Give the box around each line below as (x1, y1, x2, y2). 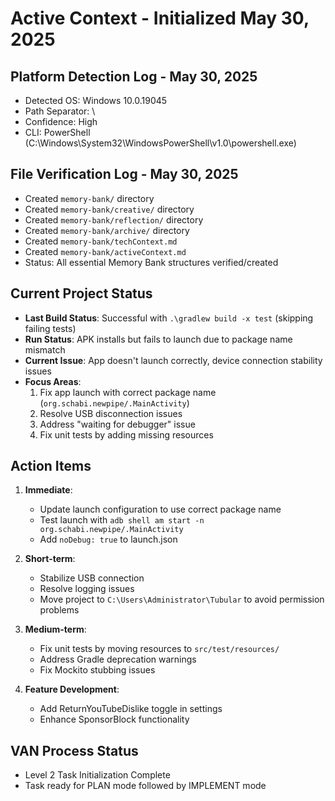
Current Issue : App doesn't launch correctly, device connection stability (24, 354, 323, 366)
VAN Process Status (10, 742, 139, 759)
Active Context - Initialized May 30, (10, 7, 310, 30)
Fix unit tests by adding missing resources (39, 428, 214, 441)
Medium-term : (24, 623, 87, 636)
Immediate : (24, 484, 73, 496)
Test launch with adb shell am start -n (39, 514, 205, 526)
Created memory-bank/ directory (24, 192, 155, 204)
